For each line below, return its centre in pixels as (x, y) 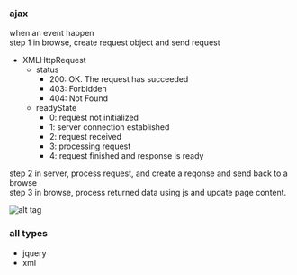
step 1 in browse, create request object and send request (115, 42)
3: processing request (90, 146)
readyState (56, 108)
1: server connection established (109, 127)
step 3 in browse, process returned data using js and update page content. (148, 193)
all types (28, 234)
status (47, 69)
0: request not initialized (94, 118)
